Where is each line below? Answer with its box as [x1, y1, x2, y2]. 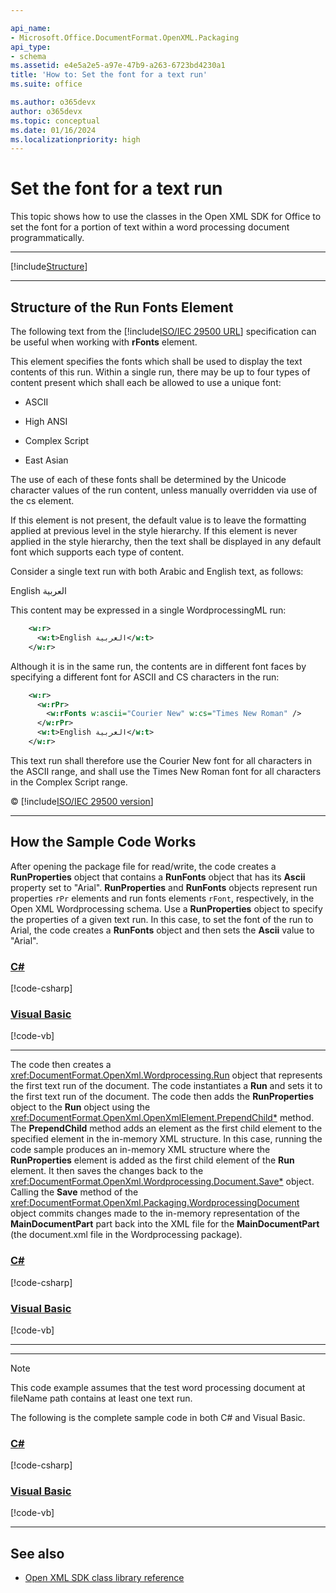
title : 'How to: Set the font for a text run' [10, 70, 208, 80]
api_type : [10, 42, 52, 52]
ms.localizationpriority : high [10, 134, 141, 145]
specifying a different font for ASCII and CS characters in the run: [10, 671, 280, 683]
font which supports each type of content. [10, 546, 185, 558]
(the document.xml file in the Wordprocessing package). [10, 1229, 243, 1241]
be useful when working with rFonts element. [10, 336, 198, 348]
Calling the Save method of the [10, 1186, 139, 1198]
